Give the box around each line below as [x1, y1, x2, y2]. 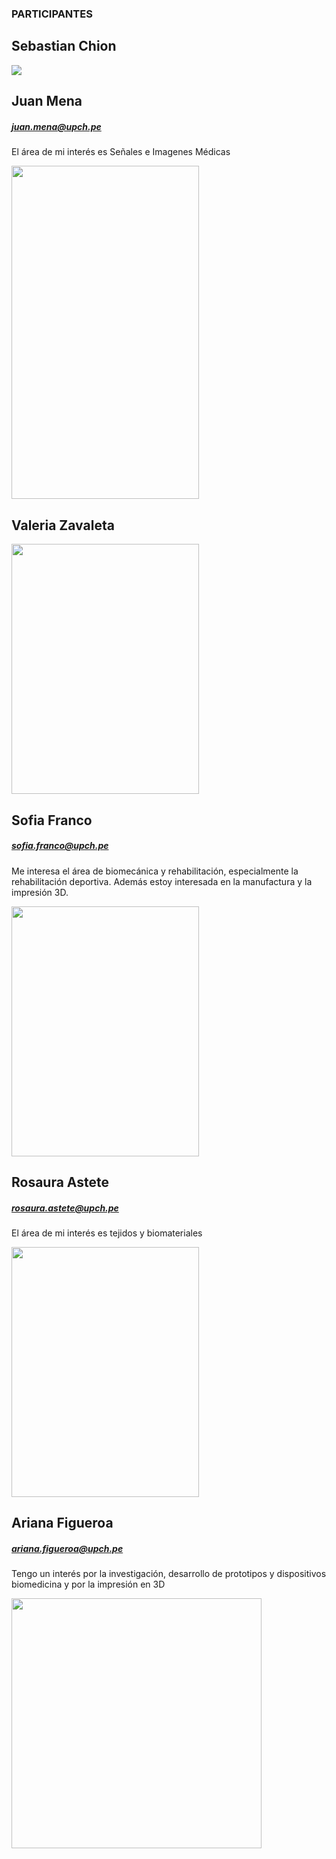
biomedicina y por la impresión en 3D [11, 1578, 166, 1591]
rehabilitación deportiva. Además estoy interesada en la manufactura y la [11, 875, 313, 887]
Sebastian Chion [11, 38, 117, 55]
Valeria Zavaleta [11, 517, 115, 534]
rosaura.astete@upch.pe [11, 1202, 119, 1214]
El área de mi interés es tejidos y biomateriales [11, 1227, 203, 1239]
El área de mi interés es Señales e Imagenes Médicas [11, 146, 231, 158]
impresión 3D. [11, 886, 69, 898]
